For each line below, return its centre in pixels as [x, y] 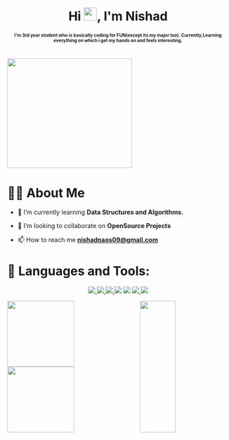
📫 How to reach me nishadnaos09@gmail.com [87, 240]
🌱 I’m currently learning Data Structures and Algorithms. [100, 212]
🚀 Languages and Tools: [79, 271]
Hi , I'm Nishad [118, 16]
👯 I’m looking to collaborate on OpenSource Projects [94, 226]
